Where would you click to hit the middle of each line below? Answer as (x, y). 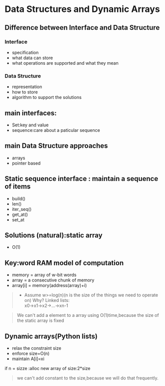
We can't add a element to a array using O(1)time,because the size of (88, 315)
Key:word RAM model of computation (64, 263)
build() (19, 198)
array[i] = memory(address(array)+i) (49, 286)
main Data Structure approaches (56, 146)
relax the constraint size (37, 348)
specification (25, 52)
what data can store (32, 58)
